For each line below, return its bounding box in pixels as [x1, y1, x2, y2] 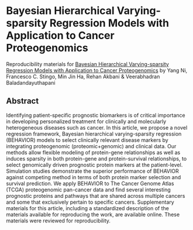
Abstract [6, 96, 39, 106]
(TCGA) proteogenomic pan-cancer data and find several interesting [6, 186, 171, 193]
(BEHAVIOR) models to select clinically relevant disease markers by [6, 136, 168, 144]
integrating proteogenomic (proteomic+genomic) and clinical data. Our [6, 142, 177, 149]
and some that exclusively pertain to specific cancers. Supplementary [6, 198, 174, 205]
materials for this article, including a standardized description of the [6, 204, 170, 211]
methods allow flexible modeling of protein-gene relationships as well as [6, 149, 181, 156]
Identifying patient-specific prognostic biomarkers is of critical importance [6, 111, 185, 119]
